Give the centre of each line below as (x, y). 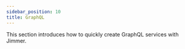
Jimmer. (16, 41)
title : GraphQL (25, 17)
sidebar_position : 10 (34, 12)
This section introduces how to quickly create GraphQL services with (92, 34)
